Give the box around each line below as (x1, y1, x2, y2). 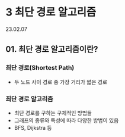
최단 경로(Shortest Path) (5, 64, 75, 72)
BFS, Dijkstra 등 (14, 124, 52, 131)
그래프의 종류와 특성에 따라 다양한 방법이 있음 (14, 117, 119, 124)
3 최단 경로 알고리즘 (5, 5, 97, 19)
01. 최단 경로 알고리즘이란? (5, 44, 98, 54)
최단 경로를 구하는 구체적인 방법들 (14, 109, 92, 116)
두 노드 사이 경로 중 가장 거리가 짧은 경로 (14, 78, 108, 85)
